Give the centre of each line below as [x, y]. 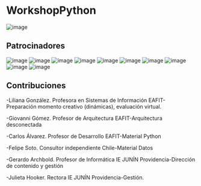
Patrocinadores [36, 46]
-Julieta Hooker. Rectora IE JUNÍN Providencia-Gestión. [75, 177]
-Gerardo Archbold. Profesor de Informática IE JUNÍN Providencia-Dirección [101, 159]
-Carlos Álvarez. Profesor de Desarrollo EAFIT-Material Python [84, 136]
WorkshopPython [51, 10]
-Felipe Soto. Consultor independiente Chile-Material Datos [80, 148]
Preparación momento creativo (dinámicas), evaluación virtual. [84, 106]
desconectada [24, 124]
